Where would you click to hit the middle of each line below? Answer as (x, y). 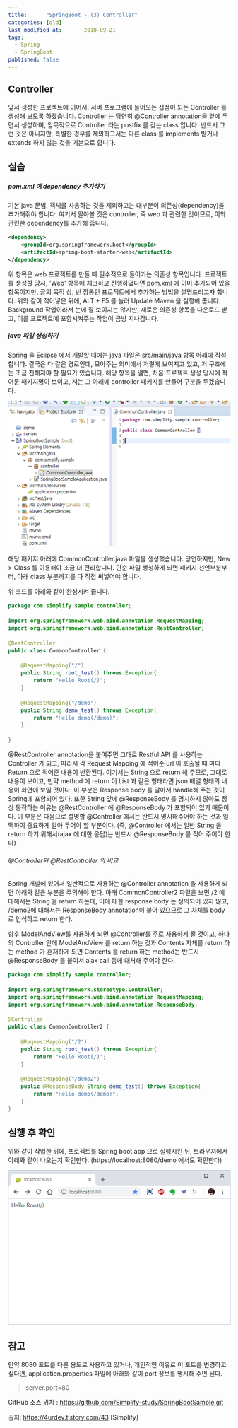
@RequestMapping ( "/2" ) (54, 1042)
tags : (16, 37)
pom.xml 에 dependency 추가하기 (56, 186)
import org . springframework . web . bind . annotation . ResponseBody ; (103, 1005)
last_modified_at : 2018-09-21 (62, 30)
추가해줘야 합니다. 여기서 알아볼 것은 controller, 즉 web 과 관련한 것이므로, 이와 (117, 214)
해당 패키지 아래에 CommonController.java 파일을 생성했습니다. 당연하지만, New (119, 559)
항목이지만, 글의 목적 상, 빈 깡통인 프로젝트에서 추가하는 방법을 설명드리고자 (112, 292)
